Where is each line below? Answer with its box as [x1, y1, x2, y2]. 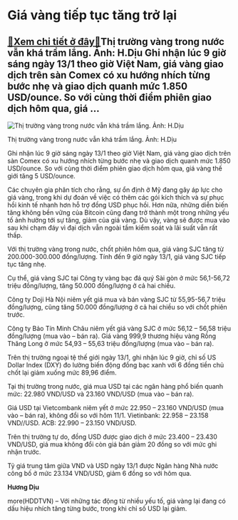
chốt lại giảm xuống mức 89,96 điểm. [7, 368, 117, 377]
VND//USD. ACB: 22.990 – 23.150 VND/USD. [7, 419, 137, 427]
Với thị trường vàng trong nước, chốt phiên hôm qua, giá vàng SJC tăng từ [7, 245, 224, 253]
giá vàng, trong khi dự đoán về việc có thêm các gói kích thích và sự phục [7, 193, 224, 201]
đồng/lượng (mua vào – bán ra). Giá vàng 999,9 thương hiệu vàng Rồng [7, 332, 217, 340]
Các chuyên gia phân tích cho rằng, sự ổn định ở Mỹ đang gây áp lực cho [7, 185, 223, 194]
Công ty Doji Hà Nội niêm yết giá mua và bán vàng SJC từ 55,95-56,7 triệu [7, 295, 226, 303]
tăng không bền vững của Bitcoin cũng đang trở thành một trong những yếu [7, 208, 229, 217]
